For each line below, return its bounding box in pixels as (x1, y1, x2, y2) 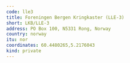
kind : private (6, 48, 42, 54)
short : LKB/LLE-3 (6, 20, 50, 26)
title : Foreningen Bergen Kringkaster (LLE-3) (6, 14, 125, 20)
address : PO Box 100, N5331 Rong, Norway (6, 25, 111, 32)
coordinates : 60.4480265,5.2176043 (6, 43, 95, 49)
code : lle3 (6, 8, 34, 15)
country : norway (6, 31, 47, 37)
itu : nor (6, 37, 28, 43)
